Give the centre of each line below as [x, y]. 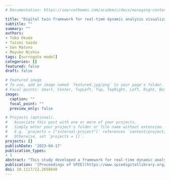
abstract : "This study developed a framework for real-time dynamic [79, 160]
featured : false [22, 66]
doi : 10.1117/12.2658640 [31, 169]
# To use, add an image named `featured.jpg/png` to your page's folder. [85, 85]
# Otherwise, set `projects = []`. [45, 136]
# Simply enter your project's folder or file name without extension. [85, 127]
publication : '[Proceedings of [38, 165]
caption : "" [23, 99]
